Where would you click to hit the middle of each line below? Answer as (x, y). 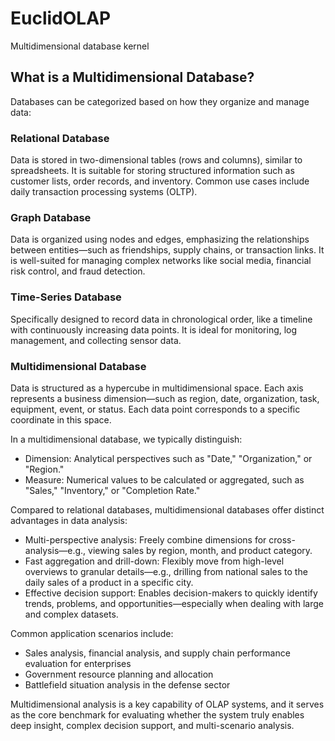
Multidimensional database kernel (80, 46)
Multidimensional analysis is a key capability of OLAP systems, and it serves (167, 704)
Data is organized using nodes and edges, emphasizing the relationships (160, 239)
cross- (282, 539)
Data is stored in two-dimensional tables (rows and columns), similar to (156, 160)
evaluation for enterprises (78, 663)
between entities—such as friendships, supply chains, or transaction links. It (167, 250)
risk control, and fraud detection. (78, 271)
